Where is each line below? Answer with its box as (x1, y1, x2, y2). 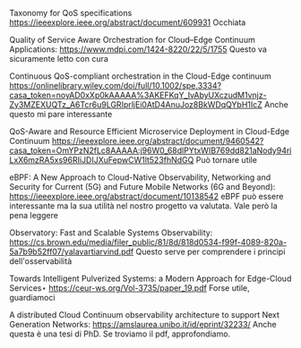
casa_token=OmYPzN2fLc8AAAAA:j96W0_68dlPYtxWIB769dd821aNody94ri (9, 145, 292, 156)
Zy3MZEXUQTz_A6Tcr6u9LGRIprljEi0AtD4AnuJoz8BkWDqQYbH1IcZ (9, 99, 262, 110)
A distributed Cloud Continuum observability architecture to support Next (9, 310, 280, 320)
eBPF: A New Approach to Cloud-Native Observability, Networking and (9, 172, 271, 182)
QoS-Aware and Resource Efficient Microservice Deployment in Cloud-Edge (9, 126, 289, 137)
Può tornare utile (195, 155, 258, 165)
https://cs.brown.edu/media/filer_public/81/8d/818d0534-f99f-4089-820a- (9, 237, 288, 247)
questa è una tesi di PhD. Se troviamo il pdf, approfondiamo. (9, 328, 231, 339)
